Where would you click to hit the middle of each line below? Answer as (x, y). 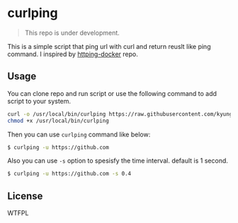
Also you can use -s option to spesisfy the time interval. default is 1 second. (118, 161)
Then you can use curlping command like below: (79, 134)
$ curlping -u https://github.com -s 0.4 (69, 174)
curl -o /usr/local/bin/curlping (57, 114)
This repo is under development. (72, 33)
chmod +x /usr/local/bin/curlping (58, 121)
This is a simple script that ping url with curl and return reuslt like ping (109, 46)
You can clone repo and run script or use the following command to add (112, 93)
